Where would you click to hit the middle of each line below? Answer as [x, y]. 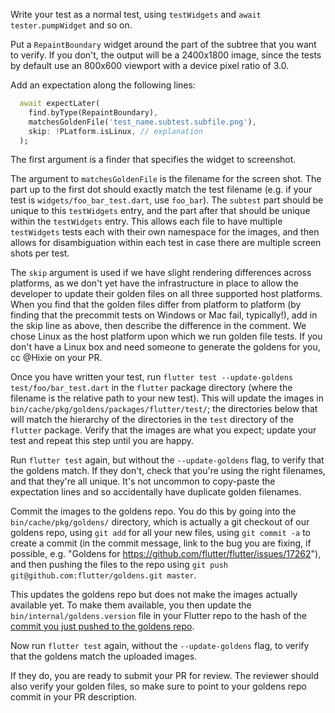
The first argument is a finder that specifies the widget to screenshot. [153, 160]
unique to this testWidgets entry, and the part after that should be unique [160, 211]
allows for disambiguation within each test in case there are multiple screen [166, 243]
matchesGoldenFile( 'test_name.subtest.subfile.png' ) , [142, 122]
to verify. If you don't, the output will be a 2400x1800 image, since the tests [166, 55]
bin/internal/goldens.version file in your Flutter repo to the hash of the [158, 616]
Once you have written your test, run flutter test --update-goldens [151, 377]
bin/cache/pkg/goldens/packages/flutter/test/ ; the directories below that [164, 409]
